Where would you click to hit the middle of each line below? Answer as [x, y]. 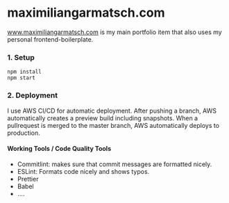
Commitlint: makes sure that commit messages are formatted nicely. [114, 164]
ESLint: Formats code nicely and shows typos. [83, 171]
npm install [24, 72]
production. [24, 133]
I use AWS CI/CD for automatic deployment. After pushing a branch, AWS [112, 111]
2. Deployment [32, 95]
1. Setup [21, 57]
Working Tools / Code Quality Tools [59, 149]
